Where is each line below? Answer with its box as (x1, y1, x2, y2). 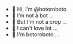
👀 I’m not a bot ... (11, 12, 54, 19)
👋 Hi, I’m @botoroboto (11, 6, 67, 12)
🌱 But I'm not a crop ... (11, 18, 68, 25)
